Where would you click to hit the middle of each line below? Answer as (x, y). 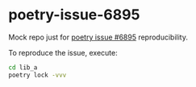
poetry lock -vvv (38, 75)
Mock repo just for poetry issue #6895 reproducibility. (98, 37)
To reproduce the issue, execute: (63, 52)
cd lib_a (23, 67)
